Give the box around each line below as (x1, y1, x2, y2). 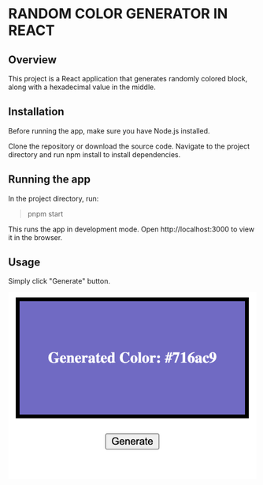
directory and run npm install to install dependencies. (8, 149, 181, 159)
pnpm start (27, 209, 64, 218)
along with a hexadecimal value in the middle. (8, 82, 156, 92)
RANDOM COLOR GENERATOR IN (8, 5, 228, 23)
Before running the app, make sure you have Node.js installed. (8, 126, 210, 135)
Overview (8, 53, 57, 66)
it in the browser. (8, 232, 63, 242)
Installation (8, 105, 65, 118)
